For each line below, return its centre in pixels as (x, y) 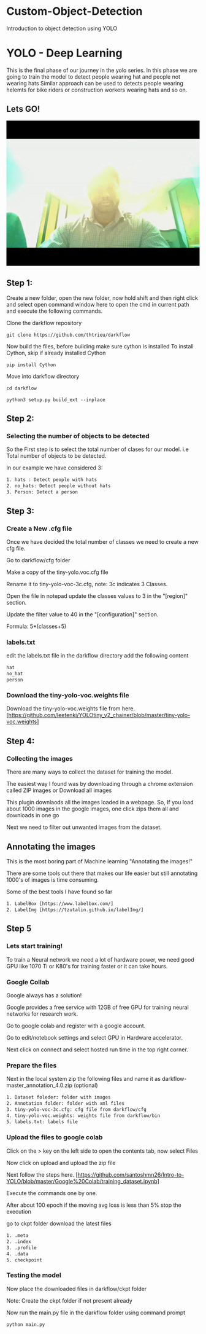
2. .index (19, 1242)
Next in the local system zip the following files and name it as (84, 1079)
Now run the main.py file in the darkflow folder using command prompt (96, 1312)
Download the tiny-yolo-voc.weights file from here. (71, 708)
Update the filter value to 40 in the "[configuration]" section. (82, 614)
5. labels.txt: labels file (42, 1122)
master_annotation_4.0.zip (39, 1085)
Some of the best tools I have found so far (59, 892)
